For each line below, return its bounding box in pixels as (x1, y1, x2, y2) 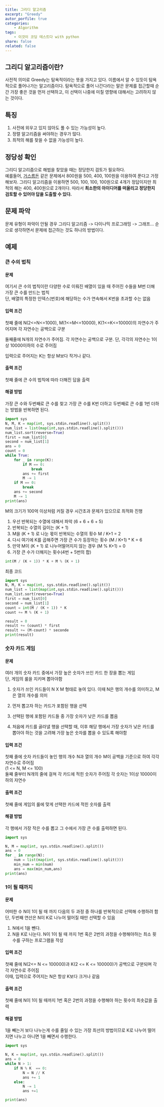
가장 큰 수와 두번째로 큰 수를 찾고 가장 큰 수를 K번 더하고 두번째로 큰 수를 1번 (5, 401, 150, 407)
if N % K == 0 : (14, 1066, 47, 1071)
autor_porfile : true (5, 16, 47, 21)
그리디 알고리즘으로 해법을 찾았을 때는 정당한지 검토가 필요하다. (5, 167, 126, 173)
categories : (5, 21, 29, 26)
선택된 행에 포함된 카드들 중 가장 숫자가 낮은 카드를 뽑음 (12, 713, 118, 719)
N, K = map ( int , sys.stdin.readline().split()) (5, 1052, 104, 1057)
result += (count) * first (5, 623, 60, 628)
